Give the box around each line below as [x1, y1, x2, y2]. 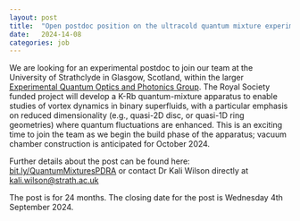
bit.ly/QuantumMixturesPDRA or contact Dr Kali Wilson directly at [9, 166, 249, 176]
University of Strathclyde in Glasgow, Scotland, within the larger [9, 72, 244, 83]
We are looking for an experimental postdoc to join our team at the [9, 63, 254, 73]
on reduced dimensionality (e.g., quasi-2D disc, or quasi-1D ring [9, 110, 245, 121]
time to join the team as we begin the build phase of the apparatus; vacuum [9, 129, 287, 140]
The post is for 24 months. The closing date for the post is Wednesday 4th [9, 192, 284, 203]
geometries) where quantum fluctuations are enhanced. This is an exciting [9, 120, 283, 131]
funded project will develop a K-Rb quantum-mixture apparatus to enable [9, 91, 279, 102]
